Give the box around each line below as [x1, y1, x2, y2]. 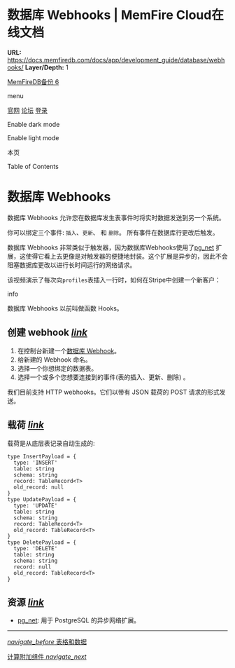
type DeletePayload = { [7, 538, 77, 546]
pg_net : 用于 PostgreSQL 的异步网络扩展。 [17, 616, 141, 625]
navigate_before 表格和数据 [7, 638, 87, 646]
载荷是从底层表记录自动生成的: [7, 439, 96, 447]
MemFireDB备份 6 [7, 77, 59, 86]
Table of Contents [7, 162, 59, 170]
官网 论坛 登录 [7, 106, 48, 114]
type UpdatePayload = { [7, 496, 77, 503]
